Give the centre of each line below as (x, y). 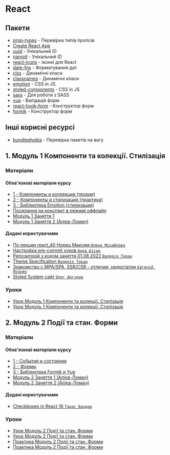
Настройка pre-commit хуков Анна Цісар (57, 250)
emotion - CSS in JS (34, 84)
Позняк (20, 271)
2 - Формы (25, 367)
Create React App (31, 46)
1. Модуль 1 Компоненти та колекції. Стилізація (85, 156)
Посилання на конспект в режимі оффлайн (59, 211)
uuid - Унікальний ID (35, 51)
